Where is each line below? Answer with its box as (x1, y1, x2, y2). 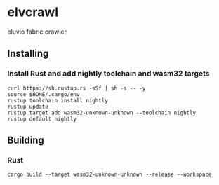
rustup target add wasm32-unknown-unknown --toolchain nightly (7, 109, 197, 116)
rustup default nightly (7, 115, 77, 123)
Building (7, 135, 44, 146)
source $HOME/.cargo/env (7, 90, 80, 98)
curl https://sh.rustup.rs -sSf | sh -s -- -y (7, 85, 146, 92)
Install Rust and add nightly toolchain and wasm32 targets (7, 69, 210, 78)
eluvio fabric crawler (7, 27, 67, 36)
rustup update (7, 103, 49, 110)
